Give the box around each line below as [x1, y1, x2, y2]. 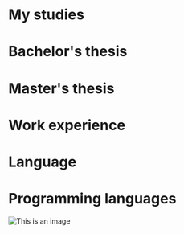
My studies [8, 6, 84, 24]
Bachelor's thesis [8, 43, 128, 61]
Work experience [8, 116, 126, 134]
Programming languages [8, 190, 177, 208]
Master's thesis [8, 79, 115, 97]
